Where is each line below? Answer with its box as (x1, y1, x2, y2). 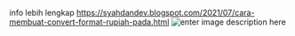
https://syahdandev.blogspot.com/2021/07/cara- (76, 8, 255, 18)
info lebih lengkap (9, 8, 76, 18)
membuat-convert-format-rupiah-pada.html (9, 17, 170, 27)
